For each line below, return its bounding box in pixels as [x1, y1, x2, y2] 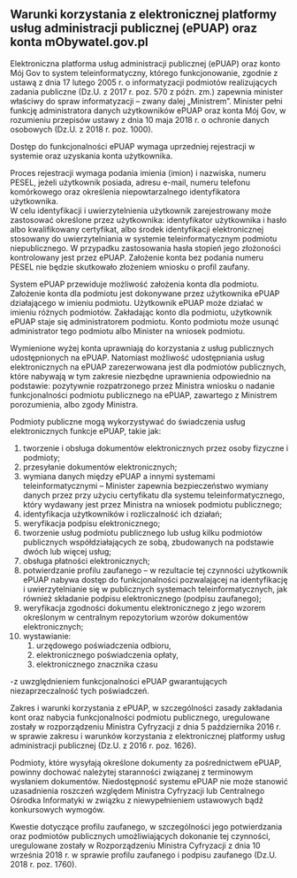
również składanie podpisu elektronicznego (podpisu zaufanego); [22, 592, 262, 604]
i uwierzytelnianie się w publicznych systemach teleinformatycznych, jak [22, 584, 288, 594]
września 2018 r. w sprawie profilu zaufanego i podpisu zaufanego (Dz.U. [10, 849, 278, 860]
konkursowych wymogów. [10, 804, 105, 814]
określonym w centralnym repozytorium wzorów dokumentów [22, 612, 248, 622]
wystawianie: [22, 630, 72, 641]
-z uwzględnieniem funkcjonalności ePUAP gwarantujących [10, 676, 228, 686]
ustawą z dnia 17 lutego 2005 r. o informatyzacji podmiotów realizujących [10, 77, 278, 88]
